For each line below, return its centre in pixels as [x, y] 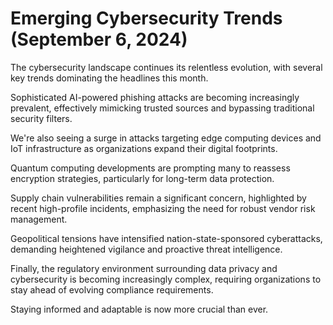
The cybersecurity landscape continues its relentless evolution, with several [166, 67]
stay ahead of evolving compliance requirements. [112, 289]
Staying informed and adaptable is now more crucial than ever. [139, 309]
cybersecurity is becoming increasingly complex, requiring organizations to [166, 279]
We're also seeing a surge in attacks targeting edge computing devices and [166, 138]
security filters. [41, 118]
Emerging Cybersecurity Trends [146, 18]
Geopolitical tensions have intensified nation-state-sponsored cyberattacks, [166, 238]
